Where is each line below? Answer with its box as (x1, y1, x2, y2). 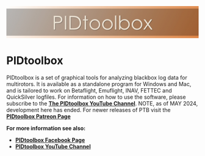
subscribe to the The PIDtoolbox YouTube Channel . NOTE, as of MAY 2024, (6, 99, 198, 107)
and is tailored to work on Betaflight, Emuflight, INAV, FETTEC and (6, 87, 172, 94)
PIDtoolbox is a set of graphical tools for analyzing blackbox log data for (6, 74, 187, 81)
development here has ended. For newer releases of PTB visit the (6, 106, 171, 113)
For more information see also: (6, 124, 86, 132)
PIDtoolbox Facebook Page (15, 136, 85, 143)
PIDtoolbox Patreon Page (6, 113, 71, 120)
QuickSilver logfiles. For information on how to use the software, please (6, 93, 186, 101)
